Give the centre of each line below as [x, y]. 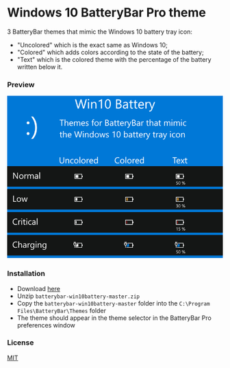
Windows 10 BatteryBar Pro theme [107, 13]
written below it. [40, 67]
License [21, 343]
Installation [26, 274]
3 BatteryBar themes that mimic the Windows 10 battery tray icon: [100, 32]
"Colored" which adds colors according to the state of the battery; [110, 52]
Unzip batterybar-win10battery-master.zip [78, 296]
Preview [21, 84]
